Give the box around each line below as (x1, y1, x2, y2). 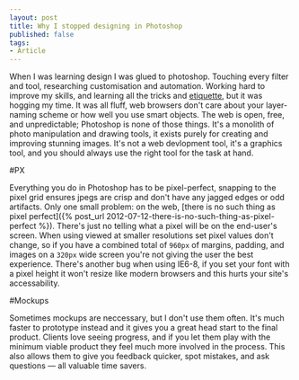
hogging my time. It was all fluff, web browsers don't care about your (9, 100, 265, 110)
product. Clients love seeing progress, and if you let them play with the (9, 331, 271, 342)
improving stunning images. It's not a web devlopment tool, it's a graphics (9, 138, 283, 149)
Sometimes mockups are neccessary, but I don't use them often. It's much (9, 313, 285, 323)
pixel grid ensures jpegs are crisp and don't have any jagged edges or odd (9, 192, 286, 203)
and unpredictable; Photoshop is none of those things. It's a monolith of (9, 119, 275, 130)
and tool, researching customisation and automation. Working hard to (9, 81, 266, 92)
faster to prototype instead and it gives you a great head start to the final (9, 323, 278, 333)
